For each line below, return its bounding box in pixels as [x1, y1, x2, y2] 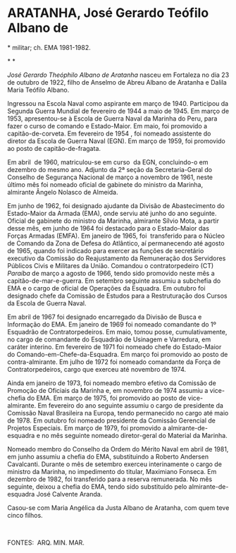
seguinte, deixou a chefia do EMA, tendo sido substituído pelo [7, 482, 187, 491]
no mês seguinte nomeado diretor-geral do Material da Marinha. [42, 431, 228, 439]
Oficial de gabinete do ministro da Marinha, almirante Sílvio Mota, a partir [7, 217, 220, 225]
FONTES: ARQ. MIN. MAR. [7, 538, 85, 547]
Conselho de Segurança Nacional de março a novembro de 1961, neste [7, 173, 213, 181]
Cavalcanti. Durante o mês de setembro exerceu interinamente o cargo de [7, 460, 222, 468]
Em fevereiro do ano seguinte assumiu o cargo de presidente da [37, 401, 224, 410]
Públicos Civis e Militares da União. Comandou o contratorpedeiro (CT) [7, 261, 214, 269]
